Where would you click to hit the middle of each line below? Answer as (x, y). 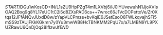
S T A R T (12, 7)
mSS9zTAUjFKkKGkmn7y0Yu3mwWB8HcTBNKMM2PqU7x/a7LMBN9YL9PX (81, 22)
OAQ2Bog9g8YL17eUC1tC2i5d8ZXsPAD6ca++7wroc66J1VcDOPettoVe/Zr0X (81, 12)
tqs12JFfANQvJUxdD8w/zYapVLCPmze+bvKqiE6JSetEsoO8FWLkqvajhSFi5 (81, 17)
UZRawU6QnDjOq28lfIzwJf (32, 27)
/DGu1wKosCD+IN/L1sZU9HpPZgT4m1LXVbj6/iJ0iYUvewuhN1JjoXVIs (88, 7)
